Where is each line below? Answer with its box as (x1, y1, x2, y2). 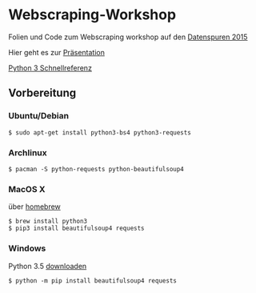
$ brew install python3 (8, 218, 88, 226)
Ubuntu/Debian (8, 110, 70, 122)
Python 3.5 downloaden (8, 261, 87, 271)
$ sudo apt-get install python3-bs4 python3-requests (8, 128, 192, 137)
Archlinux (8, 146, 48, 158)
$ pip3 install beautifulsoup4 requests (8, 224, 146, 233)
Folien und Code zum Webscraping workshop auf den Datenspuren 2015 (8, 32, 248, 42)
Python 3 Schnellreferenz (8, 62, 92, 73)
